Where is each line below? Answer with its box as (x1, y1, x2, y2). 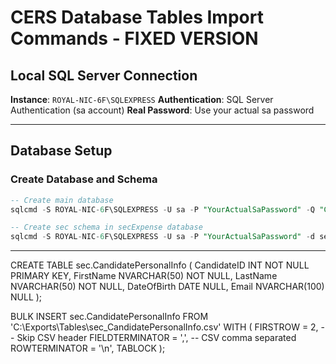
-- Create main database (10, 195, 114, 205)
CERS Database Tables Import (10, 6, 264, 29)
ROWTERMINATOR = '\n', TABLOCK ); (10, 342, 166, 355)
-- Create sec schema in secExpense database (10, 222, 203, 233)
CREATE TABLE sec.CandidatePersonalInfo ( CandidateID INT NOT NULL (10, 259, 310, 271)
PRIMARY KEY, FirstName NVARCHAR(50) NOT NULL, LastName (10, 270, 278, 282)
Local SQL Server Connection (10, 67, 198, 84)
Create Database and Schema (10, 172, 158, 186)
